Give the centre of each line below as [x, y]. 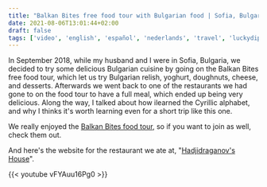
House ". [21, 159]
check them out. [35, 135]
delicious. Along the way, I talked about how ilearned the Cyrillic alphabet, [129, 103]
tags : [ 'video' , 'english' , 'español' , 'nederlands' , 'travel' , [117, 38]
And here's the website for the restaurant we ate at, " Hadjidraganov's [122, 150]
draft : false [30, 30]
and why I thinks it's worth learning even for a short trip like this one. [120, 111]
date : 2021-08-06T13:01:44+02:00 [64, 23]
